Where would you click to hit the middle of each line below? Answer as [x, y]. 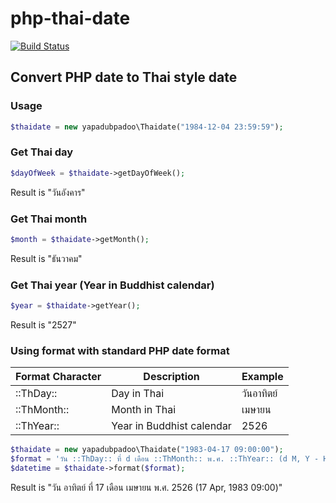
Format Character [58, 377]
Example [262, 377]
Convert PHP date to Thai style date [124, 77]
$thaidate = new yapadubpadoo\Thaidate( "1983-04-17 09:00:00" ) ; [147, 450]
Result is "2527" [43, 325]
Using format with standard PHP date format [120, 350]
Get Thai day [42, 152]
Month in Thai [144, 410]
